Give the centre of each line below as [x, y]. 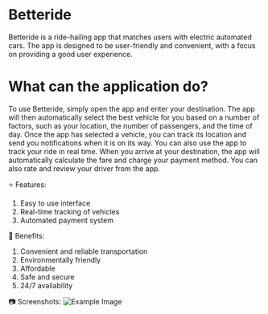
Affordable [37, 268]
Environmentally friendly [60, 259]
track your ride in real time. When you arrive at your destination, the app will [134, 151]
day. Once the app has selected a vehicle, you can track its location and [128, 134]
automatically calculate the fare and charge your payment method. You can [133, 160]
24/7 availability [46, 285]
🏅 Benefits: [27, 235]
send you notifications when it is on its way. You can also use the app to [128, 143]
